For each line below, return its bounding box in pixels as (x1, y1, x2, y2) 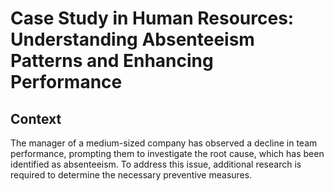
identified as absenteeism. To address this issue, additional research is (10, 158, 302, 170)
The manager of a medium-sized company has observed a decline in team (10, 137, 318, 149)
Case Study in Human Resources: (10, 7, 295, 30)
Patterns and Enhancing (10, 50, 214, 72)
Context (10, 110, 62, 127)
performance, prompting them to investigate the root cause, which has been (10, 148, 325, 159)
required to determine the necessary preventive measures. (10, 169, 253, 181)
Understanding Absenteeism (10, 28, 255, 51)
